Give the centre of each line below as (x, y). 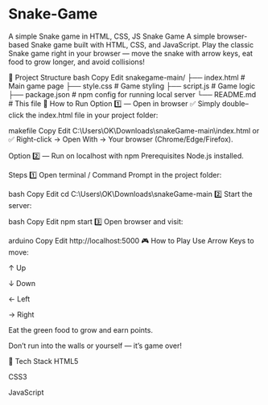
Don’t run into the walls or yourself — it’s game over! (95, 346)
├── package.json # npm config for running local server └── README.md (132, 94)
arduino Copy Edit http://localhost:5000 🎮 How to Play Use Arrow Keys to (132, 240)
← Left (19, 299)
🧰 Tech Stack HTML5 (43, 361)
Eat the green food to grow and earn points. (80, 329)
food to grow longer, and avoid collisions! (76, 62)
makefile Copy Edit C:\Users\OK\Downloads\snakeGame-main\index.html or (134, 130)
